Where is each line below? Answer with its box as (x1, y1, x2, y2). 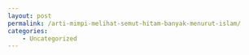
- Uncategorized (22, 34, 78, 43)
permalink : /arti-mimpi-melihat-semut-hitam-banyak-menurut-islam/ (7, 19, 242, 27)
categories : (7, 27, 48, 35)
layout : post (7, 11, 52, 20)
